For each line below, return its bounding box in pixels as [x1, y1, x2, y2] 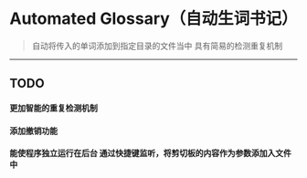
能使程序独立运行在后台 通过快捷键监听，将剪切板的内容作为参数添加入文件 [9, 148, 292, 159]
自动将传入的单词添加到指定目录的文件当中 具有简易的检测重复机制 [31, 40, 283, 51]
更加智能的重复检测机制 [9, 102, 98, 113]
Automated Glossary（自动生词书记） [9, 8, 299, 29]
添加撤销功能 [9, 125, 58, 136]
